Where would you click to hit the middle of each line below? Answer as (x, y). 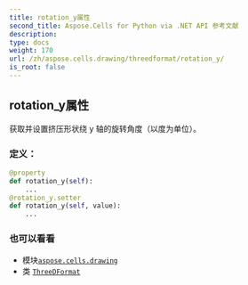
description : (33, 34)
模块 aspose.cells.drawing (70, 260)
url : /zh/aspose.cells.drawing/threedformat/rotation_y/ (117, 59)
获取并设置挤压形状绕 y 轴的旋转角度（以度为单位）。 (105, 128)
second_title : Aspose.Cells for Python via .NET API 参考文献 (124, 26)
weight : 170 (31, 51)
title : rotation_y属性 (50, 17)
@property (28, 173)
